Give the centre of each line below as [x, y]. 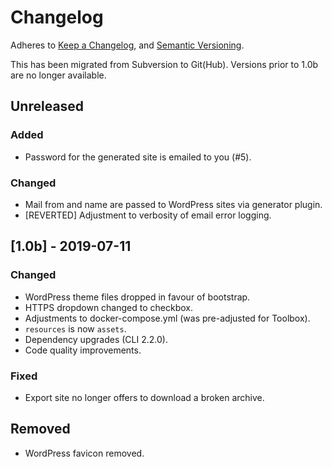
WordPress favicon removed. [84, 453]
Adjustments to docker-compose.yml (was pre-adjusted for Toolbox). [167, 318]
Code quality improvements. [83, 350]
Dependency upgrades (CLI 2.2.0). [96, 339]
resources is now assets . [75, 328]
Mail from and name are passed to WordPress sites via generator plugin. [173, 204]
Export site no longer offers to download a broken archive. [144, 397]
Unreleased [47, 106]
